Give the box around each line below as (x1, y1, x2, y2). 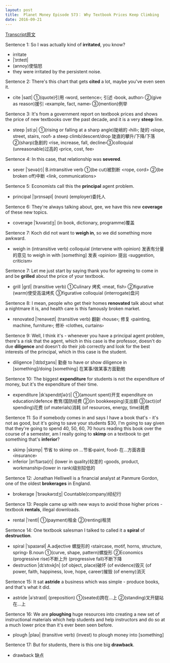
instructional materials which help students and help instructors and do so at (5, 617, 165, 623)
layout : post (5, 7, 33, 13)
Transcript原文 (5, 32, 36, 38)
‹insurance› (12, 452, 37, 458)
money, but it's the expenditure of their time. (5, 381, 98, 387)
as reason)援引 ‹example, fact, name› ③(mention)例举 (12, 101, 128, 107)
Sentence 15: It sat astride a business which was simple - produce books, (5, 579, 160, 585)
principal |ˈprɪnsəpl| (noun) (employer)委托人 (12, 194, 106, 200)
